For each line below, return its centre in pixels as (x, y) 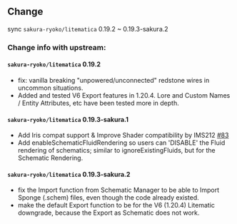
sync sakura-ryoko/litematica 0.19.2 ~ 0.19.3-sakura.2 (88, 29)
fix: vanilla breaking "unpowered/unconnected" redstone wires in (114, 80)
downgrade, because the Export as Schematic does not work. (109, 213)
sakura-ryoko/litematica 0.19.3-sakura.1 (68, 119)
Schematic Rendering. (50, 158)
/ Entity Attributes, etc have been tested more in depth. (99, 103)
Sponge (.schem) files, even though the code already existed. (109, 198)
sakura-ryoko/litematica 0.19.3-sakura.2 (69, 174)
